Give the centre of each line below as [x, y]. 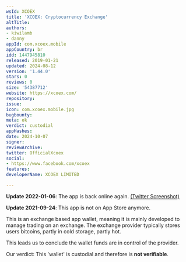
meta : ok [17, 120]
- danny [15, 39]
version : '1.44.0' [28, 71]
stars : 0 [17, 77]
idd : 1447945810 [26, 55]
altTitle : [18, 22]
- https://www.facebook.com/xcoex [48, 164]
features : [18, 169]
